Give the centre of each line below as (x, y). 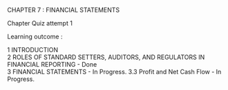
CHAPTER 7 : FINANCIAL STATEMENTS (64, 10)
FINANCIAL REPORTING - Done (52, 64)
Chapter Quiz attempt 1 (40, 23)
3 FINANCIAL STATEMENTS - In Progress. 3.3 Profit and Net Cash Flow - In (114, 72)
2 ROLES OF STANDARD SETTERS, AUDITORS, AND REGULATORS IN (106, 57)
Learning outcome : (35, 36)
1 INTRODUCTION (33, 50)
